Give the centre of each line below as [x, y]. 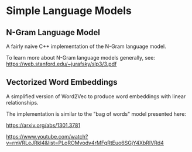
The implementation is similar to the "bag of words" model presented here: [96, 114]
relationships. [23, 102]
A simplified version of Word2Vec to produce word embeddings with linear [96, 96]
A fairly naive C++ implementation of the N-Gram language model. [86, 46]
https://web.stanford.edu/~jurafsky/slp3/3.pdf [61, 64]
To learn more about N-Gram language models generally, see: [80, 58]
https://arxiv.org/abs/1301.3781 [43, 125]
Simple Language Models [69, 11]
